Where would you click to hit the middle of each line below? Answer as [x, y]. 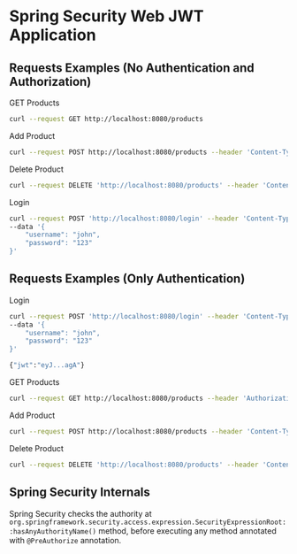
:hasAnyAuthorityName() [53, 531]
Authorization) [50, 81]
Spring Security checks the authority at [80, 513]
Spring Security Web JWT [107, 16]
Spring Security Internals [80, 492]
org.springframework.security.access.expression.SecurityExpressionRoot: [148, 522]
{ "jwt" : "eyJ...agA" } [47, 365]
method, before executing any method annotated [187, 531]
